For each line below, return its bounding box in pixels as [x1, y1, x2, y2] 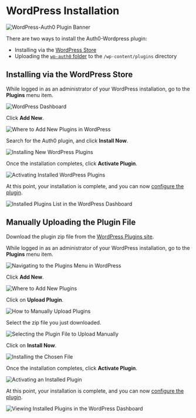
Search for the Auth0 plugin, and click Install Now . [6, 137, 129, 144]
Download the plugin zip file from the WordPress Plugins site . [6, 233, 154, 240]
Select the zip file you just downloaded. [6, 319, 102, 326]
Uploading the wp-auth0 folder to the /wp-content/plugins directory [14, 52, 177, 59]
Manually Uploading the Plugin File [6, 218, 136, 228]
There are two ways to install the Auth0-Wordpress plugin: [6, 35, 147, 42]
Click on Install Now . [6, 342, 57, 349]
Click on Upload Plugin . [6, 296, 64, 303]
